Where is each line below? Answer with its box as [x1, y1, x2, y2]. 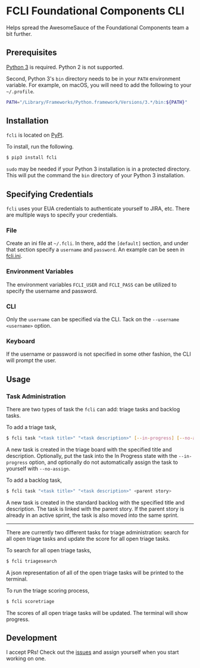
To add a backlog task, [6, 476, 62, 484]
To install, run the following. [6, 143, 74, 150]
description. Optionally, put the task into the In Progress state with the [6, 452, 177, 459]
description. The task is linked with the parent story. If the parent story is [6, 505, 185, 512]
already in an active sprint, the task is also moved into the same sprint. [6, 512, 179, 519]
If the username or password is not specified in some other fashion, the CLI [6, 350, 192, 358]
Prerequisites [6, 48, 57, 58]
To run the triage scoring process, [6, 587, 90, 594]
